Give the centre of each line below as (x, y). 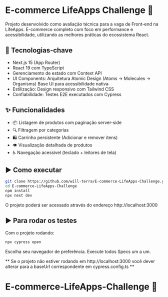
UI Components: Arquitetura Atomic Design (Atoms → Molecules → (81, 78)
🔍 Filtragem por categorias (40, 130)
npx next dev (19, 195)
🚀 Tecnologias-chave (39, 50)
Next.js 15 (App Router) (36, 62)
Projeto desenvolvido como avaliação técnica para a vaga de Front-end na (82, 24)
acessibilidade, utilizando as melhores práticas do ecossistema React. (77, 34)
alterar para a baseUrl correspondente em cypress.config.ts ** (70, 266)
